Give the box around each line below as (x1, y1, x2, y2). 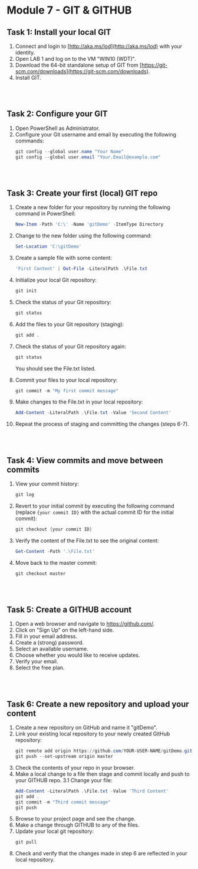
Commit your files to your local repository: (15, 376, 118, 383)
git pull (15, 839, 37, 845)
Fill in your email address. (15, 633, 78, 640)
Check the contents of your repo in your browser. (15, 764, 135, 771)
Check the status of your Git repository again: (15, 343, 126, 350)
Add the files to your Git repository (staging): (15, 320, 124, 328)
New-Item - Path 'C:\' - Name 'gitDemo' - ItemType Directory (15, 222, 164, 227)
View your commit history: (15, 480, 79, 487)
